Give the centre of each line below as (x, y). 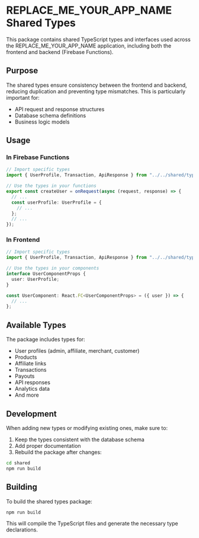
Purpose (22, 71)
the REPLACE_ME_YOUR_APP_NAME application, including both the (89, 46)
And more (27, 395)
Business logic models (42, 122)
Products (26, 357)
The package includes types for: (46, 340)
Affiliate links (30, 363)
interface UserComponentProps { (46, 274)
